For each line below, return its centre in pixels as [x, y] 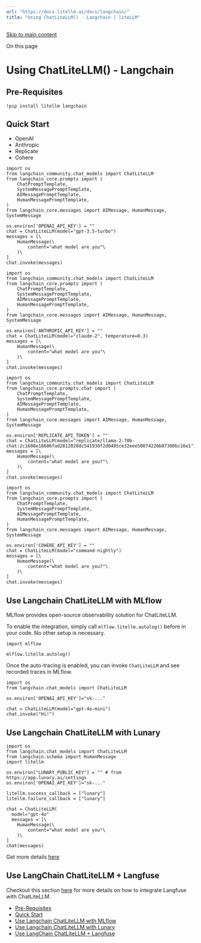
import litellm [25, 762]
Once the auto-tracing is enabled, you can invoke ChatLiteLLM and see [93, 665]
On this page [22, 46]
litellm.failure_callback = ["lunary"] [56, 798]
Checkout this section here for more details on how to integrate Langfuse [96, 890]
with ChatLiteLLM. [29, 896]
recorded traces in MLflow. [39, 672]
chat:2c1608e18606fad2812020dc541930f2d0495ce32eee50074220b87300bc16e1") [101, 446]
